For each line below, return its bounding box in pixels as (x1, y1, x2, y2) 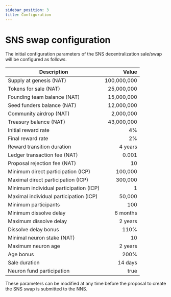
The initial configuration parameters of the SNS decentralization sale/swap (5, 51, 162, 57)
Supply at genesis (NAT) (8, 77, 66, 84)
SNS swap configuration (5, 34, 111, 46)
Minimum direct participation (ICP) (8, 168, 91, 175)
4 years (119, 143, 138, 150)
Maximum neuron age (8, 242, 60, 250)
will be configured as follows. (5, 57, 67, 63)
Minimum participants (8, 201, 60, 208)
